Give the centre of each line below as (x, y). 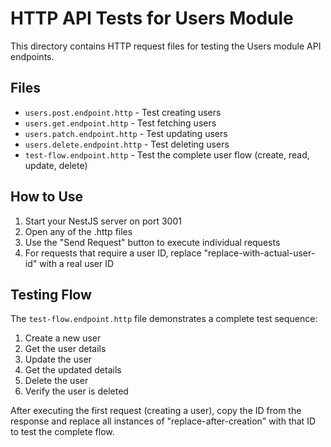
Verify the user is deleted (76, 391)
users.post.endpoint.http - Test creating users (123, 112)
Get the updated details (73, 370)
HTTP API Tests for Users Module (152, 18)
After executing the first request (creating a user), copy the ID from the (156, 411)
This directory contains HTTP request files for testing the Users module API (166, 46)
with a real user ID (77, 263)
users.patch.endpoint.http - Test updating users (126, 133)
